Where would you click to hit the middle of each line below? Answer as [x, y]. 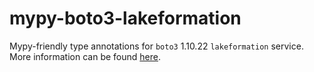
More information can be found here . [85, 56]
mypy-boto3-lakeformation [125, 18]
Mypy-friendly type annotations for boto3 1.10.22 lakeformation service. [156, 46]
